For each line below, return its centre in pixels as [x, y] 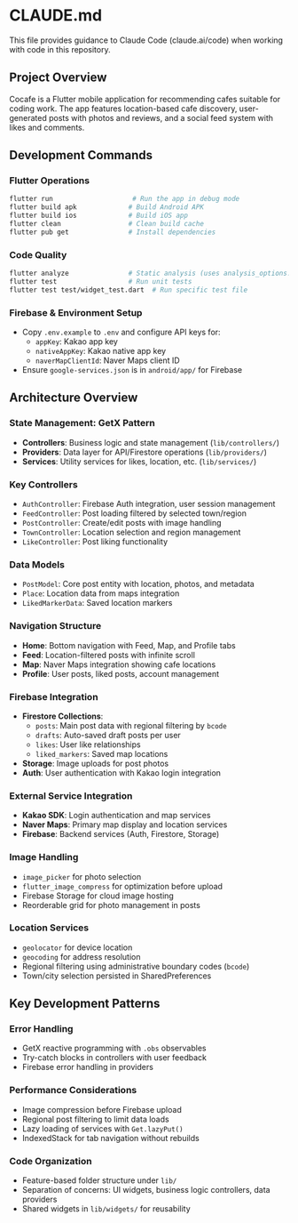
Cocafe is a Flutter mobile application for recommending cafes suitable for [145, 99]
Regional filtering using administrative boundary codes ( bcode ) [136, 966]
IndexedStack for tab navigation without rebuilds [110, 1138]
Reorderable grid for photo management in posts [111, 905]
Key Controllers [43, 484]
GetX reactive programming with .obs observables [114, 1048]
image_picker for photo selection [82, 876]
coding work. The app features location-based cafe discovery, [123, 109]
